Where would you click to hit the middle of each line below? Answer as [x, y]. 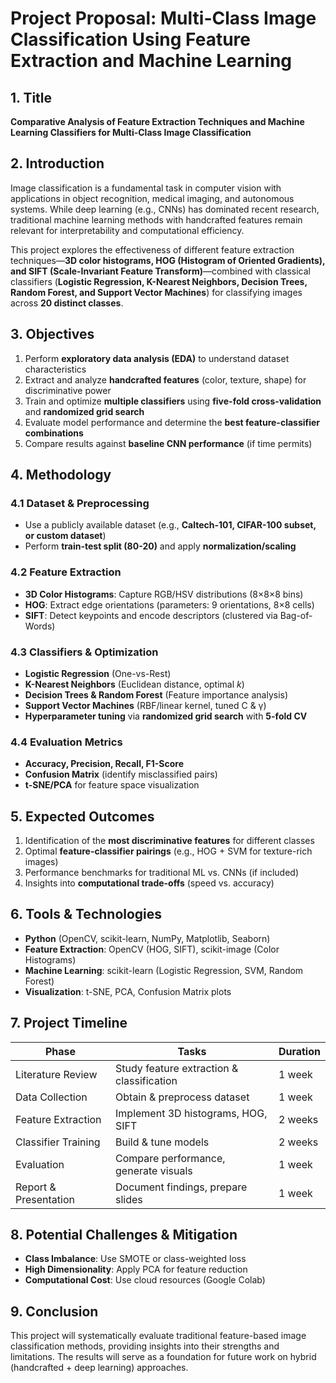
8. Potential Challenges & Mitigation [124, 1235]
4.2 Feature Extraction [66, 572]
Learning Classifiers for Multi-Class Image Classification [131, 132]
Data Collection [51, 1097]
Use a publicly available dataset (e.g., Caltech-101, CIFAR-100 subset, [170, 525]
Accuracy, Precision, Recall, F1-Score [104, 764]
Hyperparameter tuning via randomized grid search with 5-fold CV [166, 716]
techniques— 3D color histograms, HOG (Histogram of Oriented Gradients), [168, 260]
